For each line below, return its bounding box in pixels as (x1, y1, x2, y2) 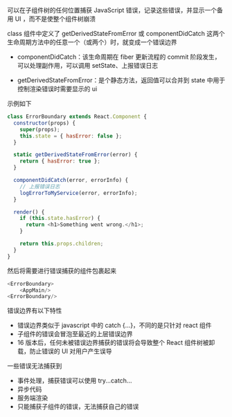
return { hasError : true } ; (19, 158, 100, 165)
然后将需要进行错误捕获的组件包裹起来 (7, 266, 116, 275)
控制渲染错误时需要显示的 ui (17, 85, 98, 93)
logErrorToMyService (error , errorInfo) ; (19, 189, 138, 196)
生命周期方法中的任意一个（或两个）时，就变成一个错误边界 (7, 38, 177, 46)
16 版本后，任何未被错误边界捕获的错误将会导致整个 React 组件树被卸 (17, 338, 215, 347)
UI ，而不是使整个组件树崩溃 (15, 15, 96, 23)
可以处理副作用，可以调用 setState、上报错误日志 (17, 62, 158, 69)
